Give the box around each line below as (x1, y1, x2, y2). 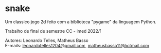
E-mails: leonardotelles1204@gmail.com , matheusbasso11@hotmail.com (5, 42, 149, 48)
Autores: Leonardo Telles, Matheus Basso (5, 37, 89, 43)
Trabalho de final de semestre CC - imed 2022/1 (5, 28, 102, 34)
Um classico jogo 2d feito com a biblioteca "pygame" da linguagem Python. (5, 19, 157, 25)
